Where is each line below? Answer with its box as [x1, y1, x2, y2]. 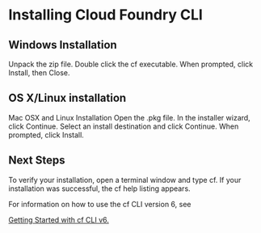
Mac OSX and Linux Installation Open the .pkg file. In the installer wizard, [8, 112, 250, 122]
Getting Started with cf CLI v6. [8, 214, 109, 224]
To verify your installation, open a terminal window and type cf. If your [8, 175, 242, 184]
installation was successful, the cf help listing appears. [8, 184, 192, 193]
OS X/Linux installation [8, 91, 127, 105]
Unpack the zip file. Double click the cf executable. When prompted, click [8, 59, 253, 69]
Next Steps [8, 154, 65, 167]
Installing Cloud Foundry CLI [8, 6, 204, 24]
